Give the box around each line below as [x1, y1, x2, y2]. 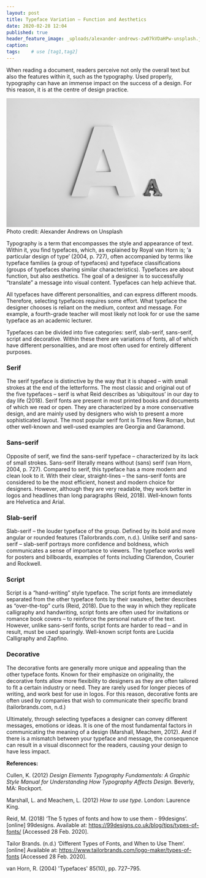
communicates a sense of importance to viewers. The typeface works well [6, 547, 195, 554]
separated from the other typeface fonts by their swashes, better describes [6, 596, 197, 603]
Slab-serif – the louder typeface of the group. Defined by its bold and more [6, 527, 196, 534]
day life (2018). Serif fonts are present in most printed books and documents [6, 397, 199, 404]
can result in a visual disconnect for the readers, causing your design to [6, 741, 188, 749]
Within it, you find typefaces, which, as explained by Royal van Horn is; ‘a [6, 246, 191, 254]
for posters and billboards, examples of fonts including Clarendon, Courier [6, 553, 194, 561]
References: [6, 760, 39, 767]
